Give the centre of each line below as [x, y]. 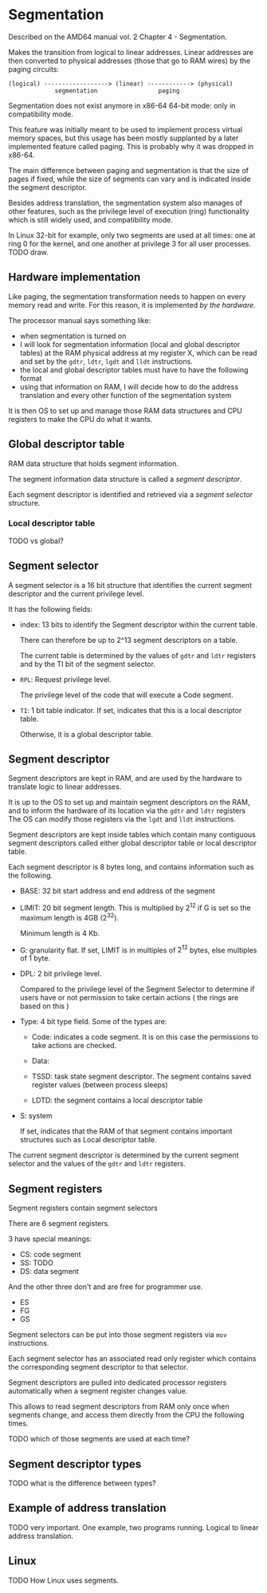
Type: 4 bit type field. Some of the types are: [93, 1022]
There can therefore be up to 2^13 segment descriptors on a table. [129, 640]
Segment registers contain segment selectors [83, 1208]
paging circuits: [34, 69]
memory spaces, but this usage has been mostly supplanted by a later [124, 138]
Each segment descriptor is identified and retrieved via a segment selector [131, 494]
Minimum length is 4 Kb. [60, 933]
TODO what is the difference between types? [82, 1483]
